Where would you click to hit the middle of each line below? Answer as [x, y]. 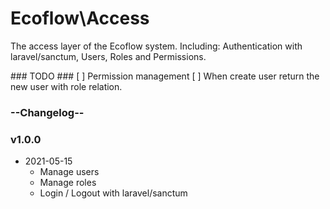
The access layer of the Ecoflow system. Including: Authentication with [156, 46]
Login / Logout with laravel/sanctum [113, 193]
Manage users [69, 172]
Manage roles [68, 183]
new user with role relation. [66, 86]
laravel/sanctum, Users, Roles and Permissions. [108, 56]
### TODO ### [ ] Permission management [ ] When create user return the [165, 76]
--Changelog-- [47, 112]
